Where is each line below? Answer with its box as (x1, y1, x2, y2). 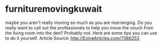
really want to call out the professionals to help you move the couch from (5, 24, 154, 30)
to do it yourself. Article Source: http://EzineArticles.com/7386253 (5, 35, 140, 41)
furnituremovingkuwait (5, 3, 102, 15)
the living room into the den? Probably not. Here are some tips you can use (5, 30, 158, 36)
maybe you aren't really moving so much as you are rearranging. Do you (5, 20, 152, 25)
